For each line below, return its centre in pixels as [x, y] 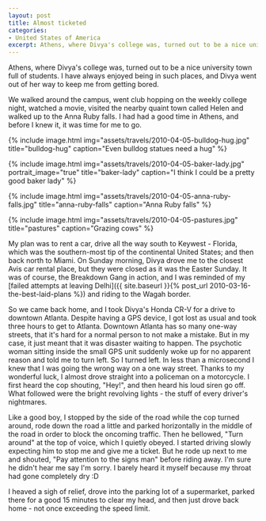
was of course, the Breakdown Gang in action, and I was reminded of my [127, 277]
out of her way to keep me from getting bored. [84, 85]
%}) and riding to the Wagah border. [132, 295]
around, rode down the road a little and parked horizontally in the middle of [130, 426]
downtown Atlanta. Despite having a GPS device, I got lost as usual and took [133, 318]
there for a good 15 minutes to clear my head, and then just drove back [123, 500]
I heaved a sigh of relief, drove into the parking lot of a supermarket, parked [131, 492]
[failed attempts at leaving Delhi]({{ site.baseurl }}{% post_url [108, 286]
